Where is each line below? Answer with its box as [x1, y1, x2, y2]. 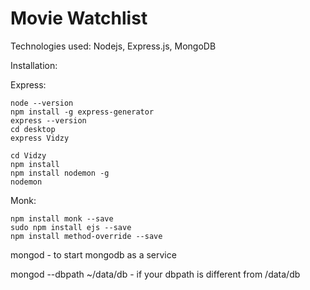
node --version [10, 98, 74, 108]
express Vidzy [10, 133, 70, 143]
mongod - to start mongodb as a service [10, 248, 177, 261]
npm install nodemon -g [10, 168, 110, 178]
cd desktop [10, 124, 56, 134]
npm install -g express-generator [10, 107, 155, 117]
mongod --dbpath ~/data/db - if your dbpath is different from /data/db [10, 268, 301, 280]
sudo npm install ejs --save [10, 222, 132, 232]
